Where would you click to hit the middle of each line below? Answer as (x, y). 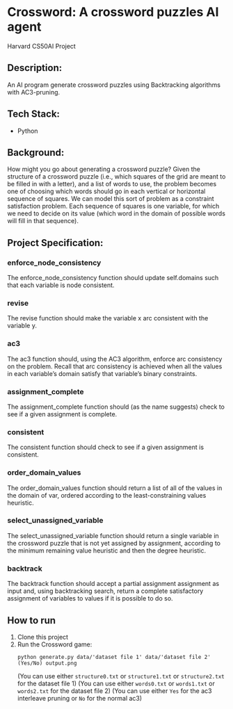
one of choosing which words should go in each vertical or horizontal (106, 191)
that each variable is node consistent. (61, 285)
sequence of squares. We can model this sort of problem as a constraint (111, 199)
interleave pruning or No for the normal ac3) (80, 698)
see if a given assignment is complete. (62, 414)
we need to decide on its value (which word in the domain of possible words (116, 213)
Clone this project (42, 637)
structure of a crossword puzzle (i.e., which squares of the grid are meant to (116, 177)
